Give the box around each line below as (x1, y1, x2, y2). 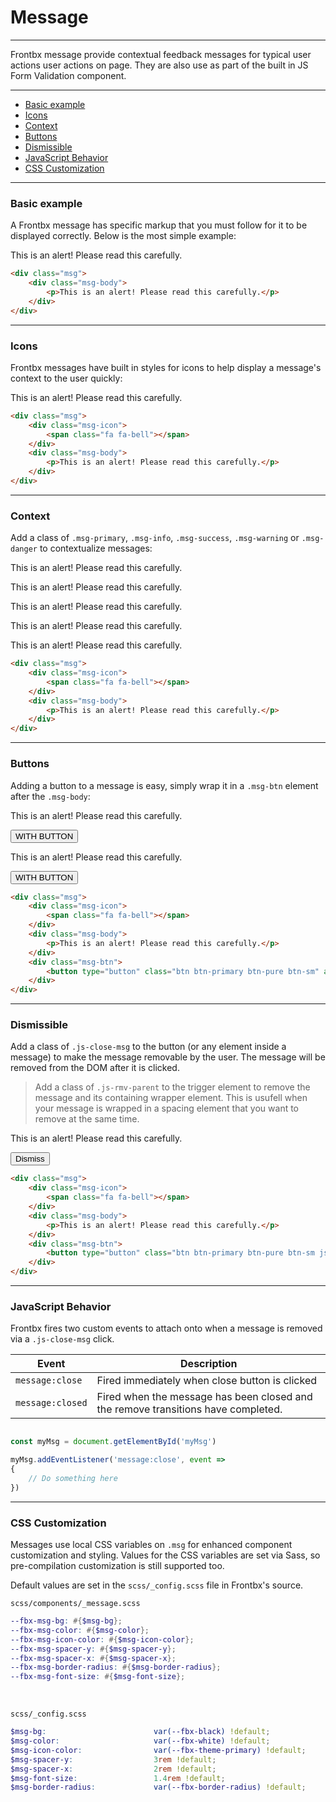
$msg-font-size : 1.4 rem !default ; (10, 1773, 226, 1783)
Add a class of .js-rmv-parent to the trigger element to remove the (34, 1081, 311, 1093)
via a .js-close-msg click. (10, 1333, 115, 1345)
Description (180, 1357, 238, 1371)
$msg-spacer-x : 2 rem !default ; (10, 1764, 217, 1774)
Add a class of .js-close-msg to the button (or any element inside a (10, 1041, 287, 1053)
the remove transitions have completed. (96, 1402, 283, 1416)
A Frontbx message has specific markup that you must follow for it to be (10, 219, 308, 231)
